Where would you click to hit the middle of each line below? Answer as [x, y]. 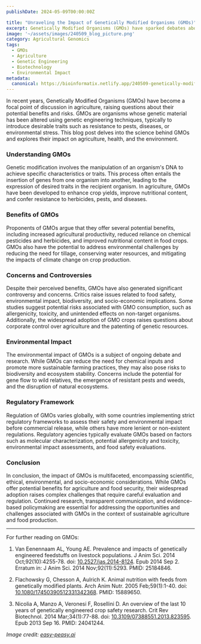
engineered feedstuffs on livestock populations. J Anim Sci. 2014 [95, 555]
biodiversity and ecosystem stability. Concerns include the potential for [94, 374]
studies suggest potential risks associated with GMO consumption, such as [99, 307]
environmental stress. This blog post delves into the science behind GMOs [98, 133]
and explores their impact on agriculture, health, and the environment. [92, 139]
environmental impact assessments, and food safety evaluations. [86, 447]
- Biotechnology [32, 67]
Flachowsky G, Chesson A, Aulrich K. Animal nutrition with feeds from [101, 579]
